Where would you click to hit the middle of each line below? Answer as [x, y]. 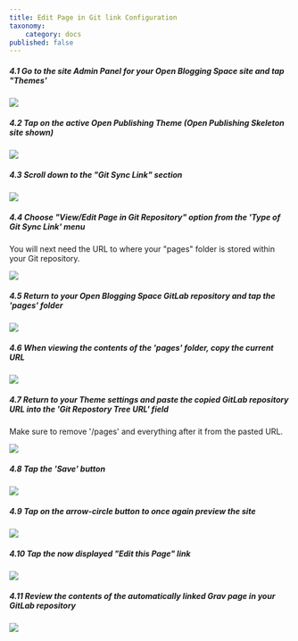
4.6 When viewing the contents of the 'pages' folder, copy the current [141, 347]
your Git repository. [45, 259]
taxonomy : [28, 26]
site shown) [31, 132]
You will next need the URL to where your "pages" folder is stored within [142, 249]
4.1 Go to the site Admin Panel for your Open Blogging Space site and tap [147, 71]
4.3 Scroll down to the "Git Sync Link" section [96, 174]
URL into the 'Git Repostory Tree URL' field [89, 409]
